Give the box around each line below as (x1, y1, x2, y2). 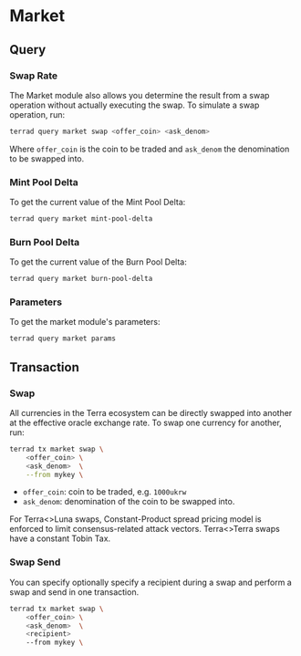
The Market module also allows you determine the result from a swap (9, 89, 270, 100)
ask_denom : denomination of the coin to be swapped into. (22, 496, 235, 507)
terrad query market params (9, 334, 117, 343)
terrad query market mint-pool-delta (9, 214, 153, 224)
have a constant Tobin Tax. (9, 533, 111, 544)
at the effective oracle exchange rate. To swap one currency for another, (9, 417, 283, 428)
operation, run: (9, 109, 66, 120)
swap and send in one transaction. (9, 586, 140, 598)
